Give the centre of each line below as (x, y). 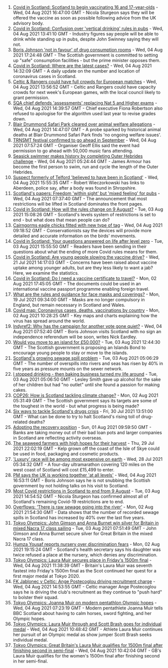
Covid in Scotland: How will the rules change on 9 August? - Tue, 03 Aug (88, 209)
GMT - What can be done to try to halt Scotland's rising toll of (76, 417)
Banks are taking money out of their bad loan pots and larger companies (87, 433)
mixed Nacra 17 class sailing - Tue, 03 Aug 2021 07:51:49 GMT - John (85, 528)
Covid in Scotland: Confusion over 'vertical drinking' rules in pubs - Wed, (88, 29)
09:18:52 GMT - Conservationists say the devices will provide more (82, 230)
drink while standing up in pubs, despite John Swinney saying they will (86, 39)
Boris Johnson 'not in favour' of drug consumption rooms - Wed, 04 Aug (88, 50)
